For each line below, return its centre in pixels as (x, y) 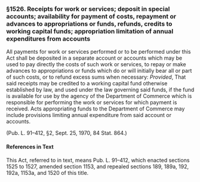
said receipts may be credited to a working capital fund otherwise (87, 84)
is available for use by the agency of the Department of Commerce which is (99, 96)
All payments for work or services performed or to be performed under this (99, 52)
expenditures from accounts (48, 39)
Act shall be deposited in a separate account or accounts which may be (94, 58)
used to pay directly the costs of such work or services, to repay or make (96, 64)
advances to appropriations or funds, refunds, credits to (89, 24)
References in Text (30, 146)
